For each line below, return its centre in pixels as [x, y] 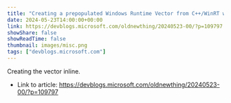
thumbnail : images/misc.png [47, 45]
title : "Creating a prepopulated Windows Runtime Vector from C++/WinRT [113, 13]
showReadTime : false [37, 39]
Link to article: [37, 84]
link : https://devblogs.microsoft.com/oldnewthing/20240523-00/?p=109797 [115, 26]
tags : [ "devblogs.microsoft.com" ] [57, 52]
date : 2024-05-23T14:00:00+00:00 [55, 20]
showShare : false [32, 33]
